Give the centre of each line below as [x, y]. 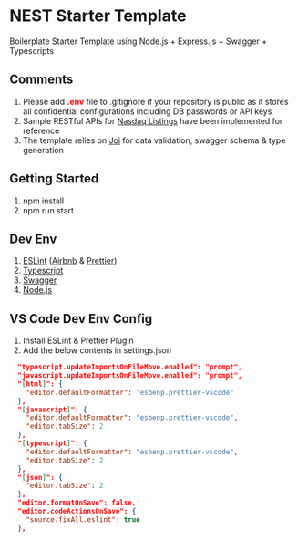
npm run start [48, 210]
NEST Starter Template [98, 16]
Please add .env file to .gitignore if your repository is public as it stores [155, 101]
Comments [41, 80]
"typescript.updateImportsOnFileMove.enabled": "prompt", [130, 367]
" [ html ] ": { [41, 384]
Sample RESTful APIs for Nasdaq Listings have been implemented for [153, 120]
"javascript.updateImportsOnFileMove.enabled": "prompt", [130, 376]
